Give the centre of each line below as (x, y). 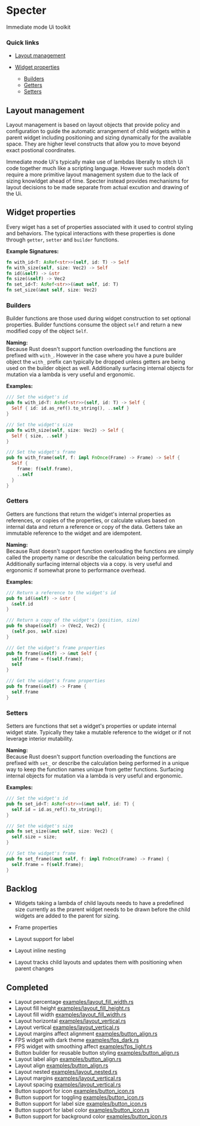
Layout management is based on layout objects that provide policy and (93, 125)
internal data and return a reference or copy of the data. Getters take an (94, 526)
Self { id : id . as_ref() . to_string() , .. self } (70, 408)
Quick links (23, 43)
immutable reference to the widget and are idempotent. (74, 533)
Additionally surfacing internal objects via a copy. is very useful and (89, 564)
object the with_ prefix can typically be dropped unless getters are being (96, 362)
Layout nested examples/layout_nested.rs (66, 1072)
